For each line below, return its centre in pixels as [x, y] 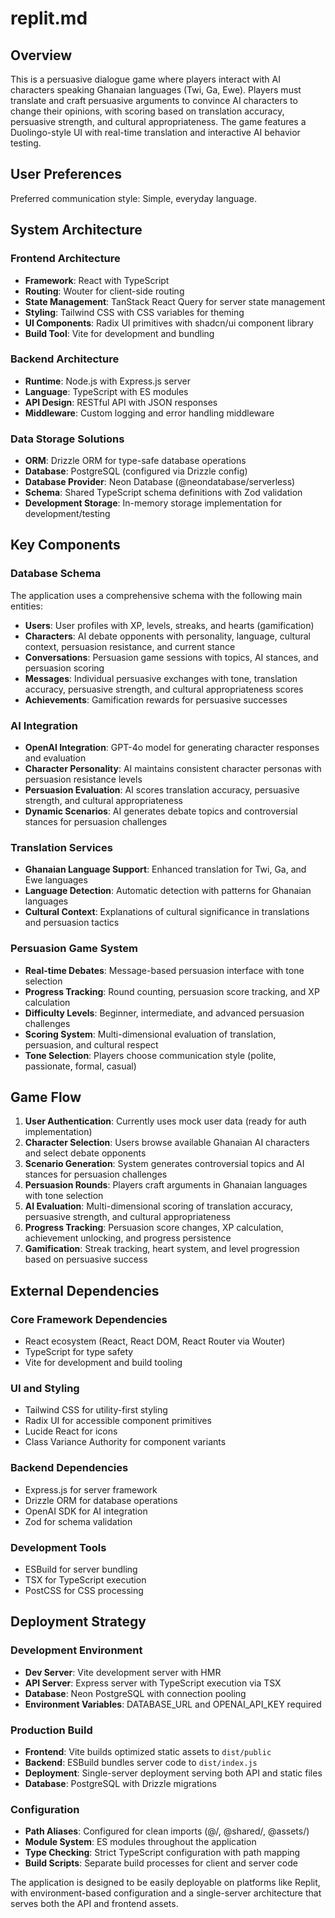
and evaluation [55, 758]
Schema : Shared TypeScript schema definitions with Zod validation [163, 493]
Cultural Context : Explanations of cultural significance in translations [167, 912]
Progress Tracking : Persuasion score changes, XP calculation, [154, 1228]
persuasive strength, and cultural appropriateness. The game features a [158, 121]
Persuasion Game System [74, 949]
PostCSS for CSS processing [84, 1591]
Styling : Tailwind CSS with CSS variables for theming [134, 312]
